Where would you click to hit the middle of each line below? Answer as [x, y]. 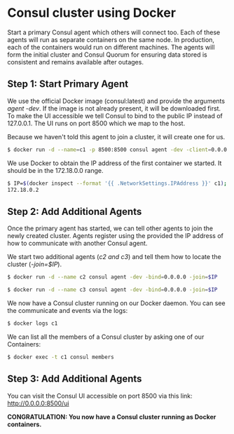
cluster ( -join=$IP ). [34, 265]
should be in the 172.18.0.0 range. [55, 170]
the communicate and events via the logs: [68, 310]
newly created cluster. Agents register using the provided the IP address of [116, 236]
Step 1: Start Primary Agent [68, 84]
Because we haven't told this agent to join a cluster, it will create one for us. [116, 136]
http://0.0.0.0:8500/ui [38, 403]
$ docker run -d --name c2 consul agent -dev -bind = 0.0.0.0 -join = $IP [112, 277]
